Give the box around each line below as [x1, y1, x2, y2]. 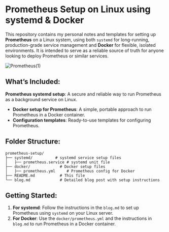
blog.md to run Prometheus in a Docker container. [12, 221, 116, 227]
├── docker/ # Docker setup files [5, 164, 106, 169]
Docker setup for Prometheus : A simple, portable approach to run [12, 106, 152, 112]
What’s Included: [5, 77, 60, 86]
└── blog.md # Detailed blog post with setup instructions [5, 177, 160, 183]
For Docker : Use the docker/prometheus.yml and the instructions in [12, 215, 152, 222]
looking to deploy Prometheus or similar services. [5, 52, 109, 59]
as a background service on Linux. [5, 96, 78, 102]
